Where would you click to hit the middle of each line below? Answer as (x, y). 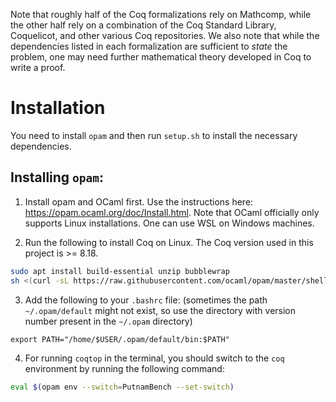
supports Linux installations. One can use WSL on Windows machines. (169, 223)
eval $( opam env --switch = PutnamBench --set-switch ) (122, 387)
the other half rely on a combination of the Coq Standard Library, (143, 25)
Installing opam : (57, 177)
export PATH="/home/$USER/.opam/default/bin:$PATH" (120, 339)
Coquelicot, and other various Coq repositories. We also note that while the (165, 35)
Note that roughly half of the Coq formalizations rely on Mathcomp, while (161, 14)
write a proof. (38, 67)
